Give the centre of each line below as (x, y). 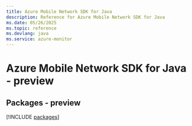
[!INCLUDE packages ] (33, 117)
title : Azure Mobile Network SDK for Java (59, 12)
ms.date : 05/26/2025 (32, 22)
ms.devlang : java (27, 34)
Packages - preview (43, 103)
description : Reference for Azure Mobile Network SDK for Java (86, 17)
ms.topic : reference (32, 28)
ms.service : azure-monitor (39, 39)
